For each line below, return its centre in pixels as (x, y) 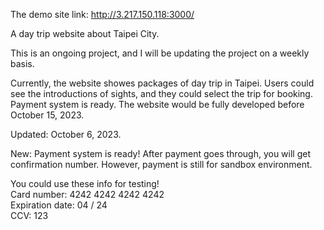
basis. (22, 63)
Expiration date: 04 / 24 (59, 205)
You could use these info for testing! (85, 183)
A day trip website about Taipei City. (85, 33)
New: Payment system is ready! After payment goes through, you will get (161, 153)
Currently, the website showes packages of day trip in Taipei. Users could (162, 83)
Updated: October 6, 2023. (66, 134)
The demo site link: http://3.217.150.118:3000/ (102, 14)
